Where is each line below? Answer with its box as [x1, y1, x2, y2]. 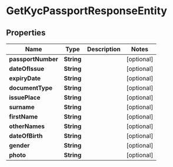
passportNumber [9, 55, 58, 63]
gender [9, 142, 30, 149]
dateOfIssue [9, 65, 45, 73]
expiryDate [9, 74, 41, 82]
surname [9, 103, 35, 111]
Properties [6, 28, 46, 38]
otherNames [9, 122, 45, 130]
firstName [9, 113, 38, 120]
